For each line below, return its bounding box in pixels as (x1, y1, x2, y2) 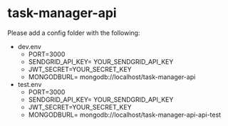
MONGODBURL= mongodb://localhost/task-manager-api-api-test (28, 110, 222, 119)
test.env (17, 80, 42, 88)
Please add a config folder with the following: (7, 28, 140, 37)
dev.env (17, 42, 41, 51)
